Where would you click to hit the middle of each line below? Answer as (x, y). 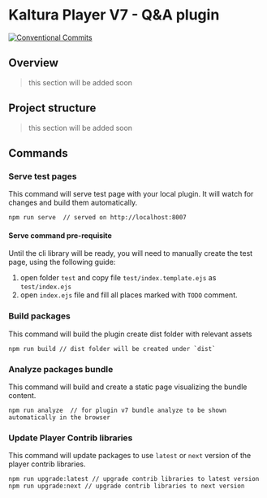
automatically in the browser (60, 418)
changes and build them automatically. (73, 203)
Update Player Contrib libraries (71, 438)
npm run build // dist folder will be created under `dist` (112, 349)
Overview (34, 63)
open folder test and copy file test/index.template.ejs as (118, 278)
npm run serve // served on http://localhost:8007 (97, 218)
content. (22, 396)
